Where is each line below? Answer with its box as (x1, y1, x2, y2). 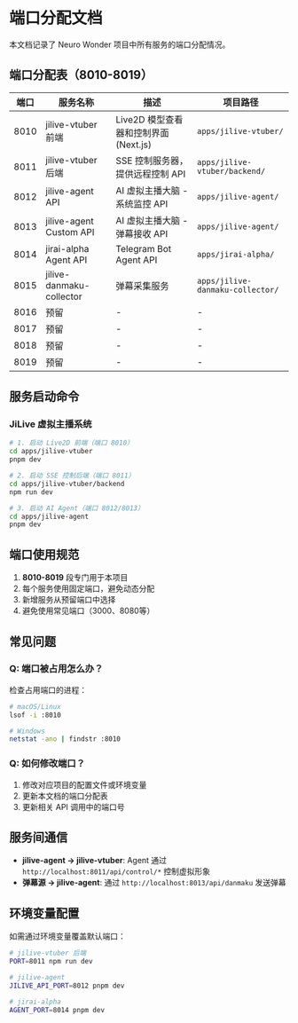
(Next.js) (115, 138, 153, 151)
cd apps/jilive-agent (9, 512, 90, 521)
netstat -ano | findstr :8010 (9, 735, 122, 744)
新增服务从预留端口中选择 (21, 594, 116, 605)
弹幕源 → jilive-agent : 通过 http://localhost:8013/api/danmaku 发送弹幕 (21, 877, 286, 888)
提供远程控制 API (115, 168, 186, 180)
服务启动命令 (9, 390, 80, 405)
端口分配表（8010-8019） (9, 67, 153, 83)
